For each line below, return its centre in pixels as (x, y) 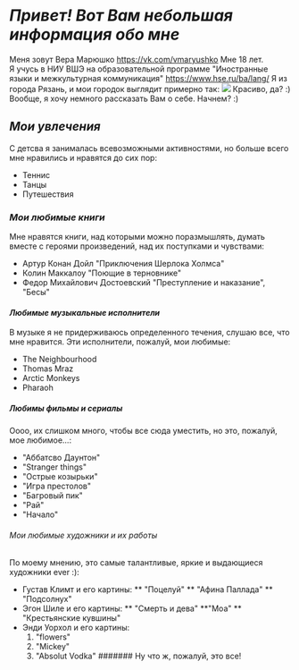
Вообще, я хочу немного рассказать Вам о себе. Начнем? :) (124, 98)
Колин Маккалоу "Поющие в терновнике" (101, 273)
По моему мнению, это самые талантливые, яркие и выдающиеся (136, 563)
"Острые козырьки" (60, 477)
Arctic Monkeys (51, 378)
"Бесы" (36, 293)
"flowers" (53, 637)
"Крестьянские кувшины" (71, 618)
